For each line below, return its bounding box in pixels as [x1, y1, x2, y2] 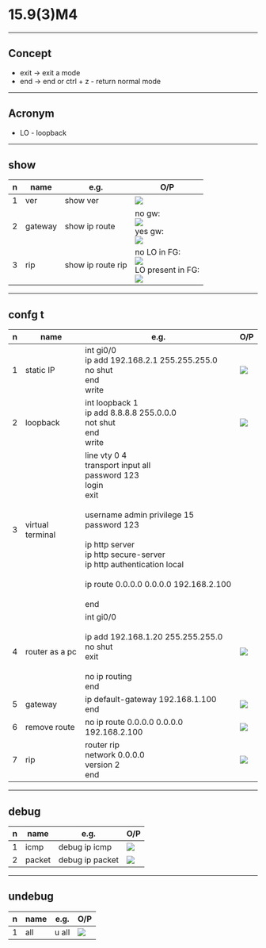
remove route [25, 722, 75, 733]
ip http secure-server [85, 549, 165, 560]
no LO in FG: [135, 247, 180, 258]
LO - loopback [19, 128, 67, 137]
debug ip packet [58, 854, 119, 865]
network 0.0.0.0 [85, 750, 145, 761]
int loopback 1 [85, 397, 139, 409]
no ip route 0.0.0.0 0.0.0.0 [85, 716, 184, 727]
